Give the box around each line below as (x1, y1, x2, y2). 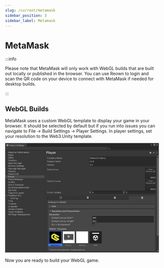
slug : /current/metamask (5, 8, 56, 13)
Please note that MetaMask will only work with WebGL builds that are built (5, 66, 154, 71)
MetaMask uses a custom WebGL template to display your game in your (5, 118, 150, 124)
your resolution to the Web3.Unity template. (5, 134, 93, 139)
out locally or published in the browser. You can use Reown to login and (5, 71, 149, 77)
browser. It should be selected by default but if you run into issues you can (5, 123, 155, 129)
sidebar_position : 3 (5, 13, 47, 18)
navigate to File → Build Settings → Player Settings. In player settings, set (5, 128, 152, 134)
